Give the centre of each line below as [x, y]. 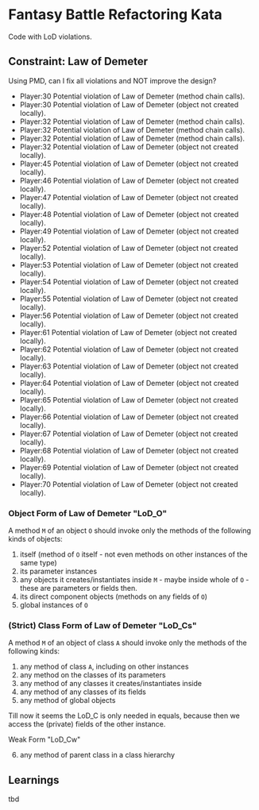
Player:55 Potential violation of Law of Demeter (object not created [129, 299]
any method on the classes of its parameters [93, 675]
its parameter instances [58, 571]
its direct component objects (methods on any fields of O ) [114, 596]
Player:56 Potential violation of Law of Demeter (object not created [129, 315]
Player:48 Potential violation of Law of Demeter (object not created [129, 214]
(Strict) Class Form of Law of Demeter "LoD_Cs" [102, 625]
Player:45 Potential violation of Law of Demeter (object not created [129, 164]
